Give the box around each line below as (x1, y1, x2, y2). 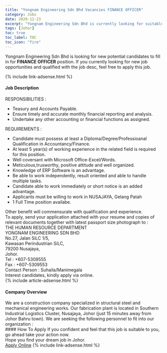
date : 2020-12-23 (5, 16, 41, 21)
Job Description (5, 85, 39, 91)
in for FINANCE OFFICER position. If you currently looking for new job (5, 58, 148, 65)
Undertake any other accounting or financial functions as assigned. (12, 116, 151, 122)
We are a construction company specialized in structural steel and (5, 300, 141, 306)
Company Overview (5, 289, 47, 295)
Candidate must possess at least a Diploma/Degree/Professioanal (12, 135, 147, 141)
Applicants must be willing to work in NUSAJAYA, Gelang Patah (12, 194, 142, 200)
